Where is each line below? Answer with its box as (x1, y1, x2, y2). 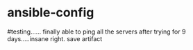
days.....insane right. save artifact (7, 34, 103, 42)
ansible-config (7, 5, 94, 21)
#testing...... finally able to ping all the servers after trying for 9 (7, 27, 186, 36)
